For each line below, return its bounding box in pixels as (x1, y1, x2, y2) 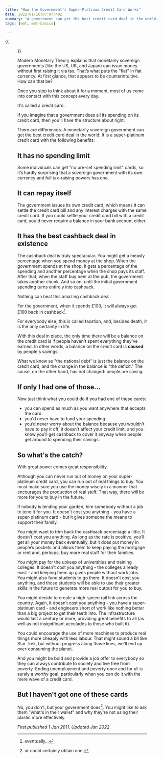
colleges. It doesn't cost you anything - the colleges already (17, 564, 139, 570)
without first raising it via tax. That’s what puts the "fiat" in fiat (17, 68, 142, 74)
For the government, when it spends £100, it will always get (17, 303, 137, 309)
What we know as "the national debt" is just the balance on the (17, 358, 144, 364)
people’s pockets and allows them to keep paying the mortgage (17, 544, 145, 550)
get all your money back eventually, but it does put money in (17, 539, 139, 545)
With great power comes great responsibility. (17, 464, 108, 470)
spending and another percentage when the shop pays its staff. (17, 268, 145, 274)
